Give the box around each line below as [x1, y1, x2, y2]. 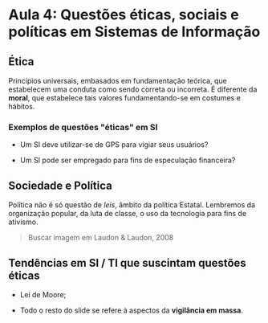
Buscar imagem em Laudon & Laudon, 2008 [27, 233, 174, 243]
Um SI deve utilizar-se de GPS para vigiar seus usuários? [19, 140, 209, 149]
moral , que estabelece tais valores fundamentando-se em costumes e [8, 93, 241, 102]
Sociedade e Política [8, 178, 112, 192]
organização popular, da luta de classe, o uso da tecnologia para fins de [8, 209, 247, 219]
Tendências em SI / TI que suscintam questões [8, 256, 246, 270]
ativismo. [8, 217, 39, 227]
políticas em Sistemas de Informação [8, 22, 261, 41]
